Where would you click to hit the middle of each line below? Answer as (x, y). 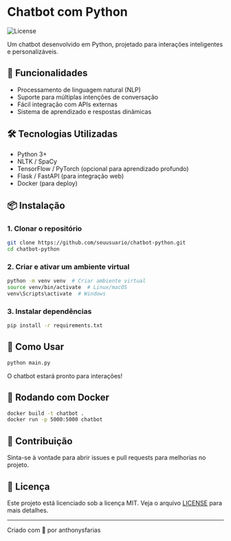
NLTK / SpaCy (37, 161)
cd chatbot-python (33, 249)
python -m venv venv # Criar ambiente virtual (77, 281)
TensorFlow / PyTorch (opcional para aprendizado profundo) (103, 168)
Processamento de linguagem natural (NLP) (79, 89)
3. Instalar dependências (49, 311)
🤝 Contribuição (40, 441)
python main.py (29, 362)
